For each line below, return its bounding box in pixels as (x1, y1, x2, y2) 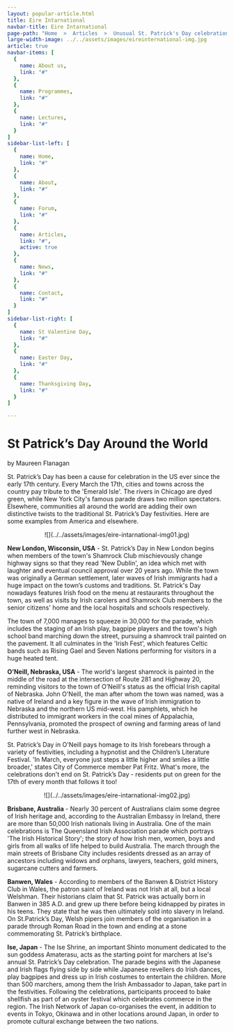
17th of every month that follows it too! (7, 778, 117, 786)
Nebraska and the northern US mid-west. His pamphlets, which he (7, 705, 198, 713)
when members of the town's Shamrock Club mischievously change (7, 552, 203, 560)
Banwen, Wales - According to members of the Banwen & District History (7, 878, 218, 886)
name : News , (19, 263, 54, 270)
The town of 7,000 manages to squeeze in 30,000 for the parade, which (7, 617, 214, 626)
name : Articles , (19, 231, 68, 238)
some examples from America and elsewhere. (7, 517, 139, 526)
